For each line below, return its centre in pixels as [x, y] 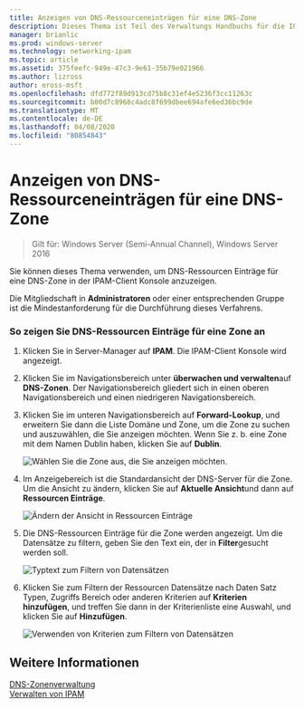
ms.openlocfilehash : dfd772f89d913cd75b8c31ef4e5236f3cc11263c [131, 93]
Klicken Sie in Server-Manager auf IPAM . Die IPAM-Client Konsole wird [154, 351]
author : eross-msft [46, 85]
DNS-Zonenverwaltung [52, 684]
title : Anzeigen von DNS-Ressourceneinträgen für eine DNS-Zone [133, 18]
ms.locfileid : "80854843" [58, 136]
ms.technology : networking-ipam [70, 52]
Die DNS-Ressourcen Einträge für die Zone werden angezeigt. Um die [152, 533]
